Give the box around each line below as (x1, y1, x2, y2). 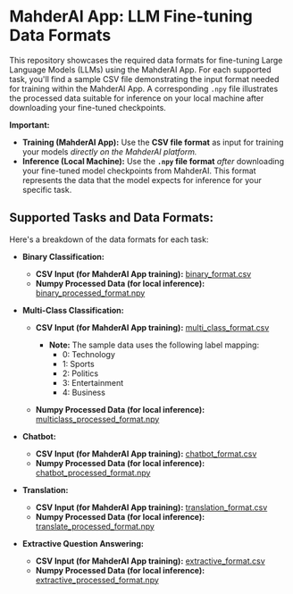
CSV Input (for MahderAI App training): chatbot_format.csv (35, 448, 257, 459)
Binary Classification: (21, 251, 105, 262)
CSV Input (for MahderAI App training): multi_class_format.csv (35, 322, 270, 332)
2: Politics (62, 368, 99, 379)
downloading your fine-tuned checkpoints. (9, 102, 167, 113)
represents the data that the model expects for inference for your (21, 174, 262, 185)
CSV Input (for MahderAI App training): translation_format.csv (35, 502, 268, 513)
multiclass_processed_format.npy (35, 414, 160, 424)
